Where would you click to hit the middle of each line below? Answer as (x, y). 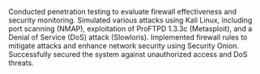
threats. (21, 63)
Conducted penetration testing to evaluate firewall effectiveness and (123, 12)
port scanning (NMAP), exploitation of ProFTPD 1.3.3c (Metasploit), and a (130, 29)
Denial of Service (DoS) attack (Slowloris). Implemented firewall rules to (128, 37)
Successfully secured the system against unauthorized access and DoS (128, 54)
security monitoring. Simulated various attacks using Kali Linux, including (130, 20)
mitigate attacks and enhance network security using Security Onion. (124, 46)
